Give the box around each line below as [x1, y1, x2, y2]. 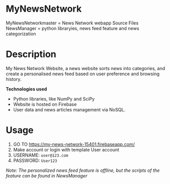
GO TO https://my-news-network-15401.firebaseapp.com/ [13, 141, 135, 147]
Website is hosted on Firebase [13, 101, 77, 107]
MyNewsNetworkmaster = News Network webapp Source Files [6, 20, 139, 26]
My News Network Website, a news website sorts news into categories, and [6, 65, 165, 71]
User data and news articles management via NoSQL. [13, 106, 126, 112]
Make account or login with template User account [13, 146, 120, 152]
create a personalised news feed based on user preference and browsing [6, 71, 160, 77]
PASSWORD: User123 [13, 157, 58, 163]
